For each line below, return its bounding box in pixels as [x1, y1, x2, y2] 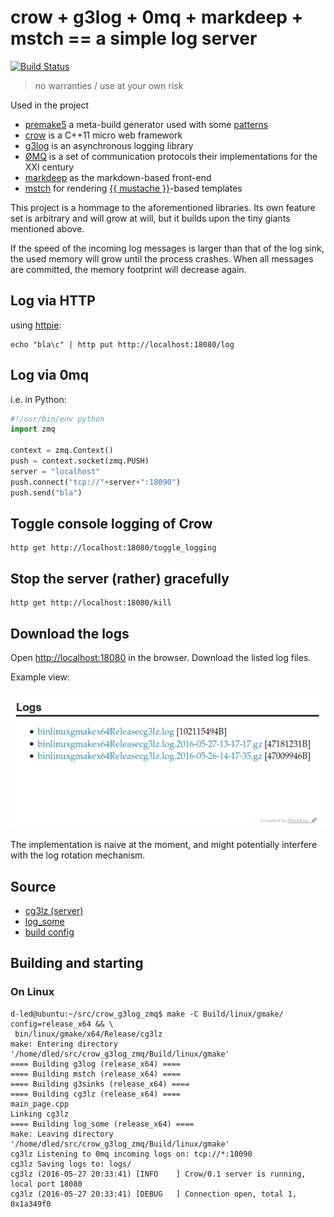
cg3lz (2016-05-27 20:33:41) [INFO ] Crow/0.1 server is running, [10, 1169, 307, 1179]
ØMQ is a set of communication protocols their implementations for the [24, 150, 318, 162]
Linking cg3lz [10, 1109, 70, 1119]
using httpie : [10, 319, 62, 331]
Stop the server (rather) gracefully [10, 570, 230, 587]
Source [10, 878, 57, 895]
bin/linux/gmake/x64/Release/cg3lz [14, 1029, 163, 1039]
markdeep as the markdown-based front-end [24, 171, 212, 183]
